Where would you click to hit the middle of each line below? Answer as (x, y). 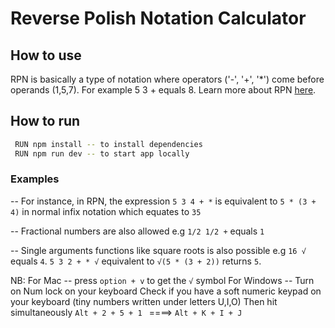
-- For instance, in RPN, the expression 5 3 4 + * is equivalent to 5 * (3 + (163, 201)
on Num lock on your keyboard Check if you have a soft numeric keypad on (166, 291)
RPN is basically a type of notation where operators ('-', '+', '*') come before (167, 79)
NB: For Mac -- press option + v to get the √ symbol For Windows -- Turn (162, 280)
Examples (35, 179)
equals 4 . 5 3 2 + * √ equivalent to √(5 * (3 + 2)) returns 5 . (136, 261)
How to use (46, 55)
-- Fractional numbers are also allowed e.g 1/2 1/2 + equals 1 (137, 231)
